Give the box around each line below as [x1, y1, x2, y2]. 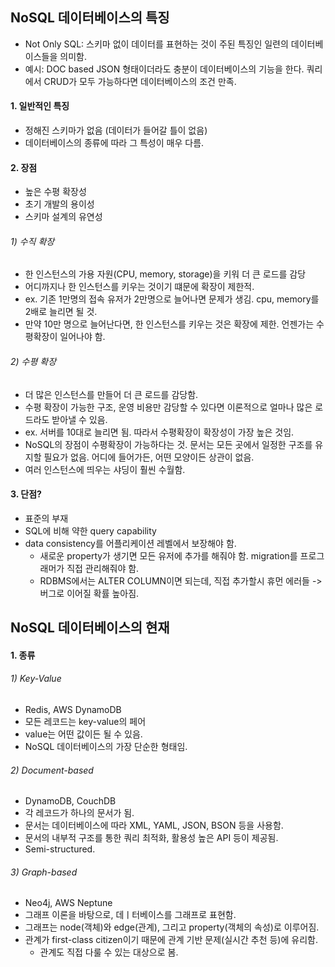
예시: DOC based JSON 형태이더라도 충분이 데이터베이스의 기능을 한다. [24, 63, 305, 75]
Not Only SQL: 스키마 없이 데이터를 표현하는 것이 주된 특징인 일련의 [24, 38, 289, 50]
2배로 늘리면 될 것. [24, 306, 98, 318]
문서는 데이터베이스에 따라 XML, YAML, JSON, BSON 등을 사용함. [24, 819, 284, 832]
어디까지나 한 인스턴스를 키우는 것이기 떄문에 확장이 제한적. [24, 281, 255, 293]
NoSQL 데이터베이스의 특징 [10, 9, 170, 27]
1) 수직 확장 [10, 235, 55, 247]
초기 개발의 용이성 [24, 198, 95, 210]
